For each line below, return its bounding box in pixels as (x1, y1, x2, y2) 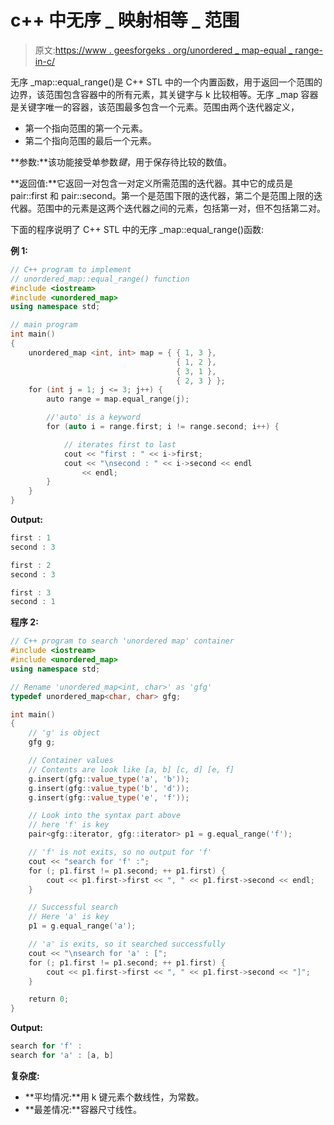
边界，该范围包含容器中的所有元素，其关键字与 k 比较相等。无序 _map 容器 (10, 88, 319, 100)
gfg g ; (28, 737, 56, 748)
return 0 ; (28, 994, 70, 1005)
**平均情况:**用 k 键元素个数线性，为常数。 (24, 1091, 205, 1103)
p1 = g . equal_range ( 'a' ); (28, 921, 137, 931)
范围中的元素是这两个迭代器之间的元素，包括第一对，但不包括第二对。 (36, 202, 326, 214)
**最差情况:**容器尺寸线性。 (24, 1103, 142, 1115)
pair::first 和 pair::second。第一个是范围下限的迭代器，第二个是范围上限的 (10, 189, 315, 201)
